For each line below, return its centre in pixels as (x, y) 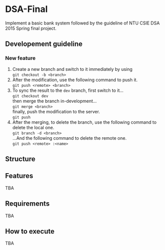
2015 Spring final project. (31, 28)
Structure (20, 159)
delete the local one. (33, 127)
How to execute (30, 231)
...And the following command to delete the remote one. (69, 138)
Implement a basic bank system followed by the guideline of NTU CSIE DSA (82, 23)
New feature (20, 58)
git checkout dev (30, 96)
